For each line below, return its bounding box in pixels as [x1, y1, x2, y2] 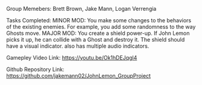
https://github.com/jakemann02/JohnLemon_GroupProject [6, 72, 151, 79]
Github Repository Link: [6, 66, 65, 73]
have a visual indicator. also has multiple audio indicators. [6, 42, 150, 49]
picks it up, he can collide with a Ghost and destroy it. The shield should [6, 36, 185, 43]
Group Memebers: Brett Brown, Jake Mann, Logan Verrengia [6, 5, 157, 12]
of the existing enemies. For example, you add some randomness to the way [6, 24, 196, 30]
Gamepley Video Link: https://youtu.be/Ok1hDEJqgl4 [6, 54, 137, 61]
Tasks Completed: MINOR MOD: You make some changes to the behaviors [6, 17, 192, 24]
